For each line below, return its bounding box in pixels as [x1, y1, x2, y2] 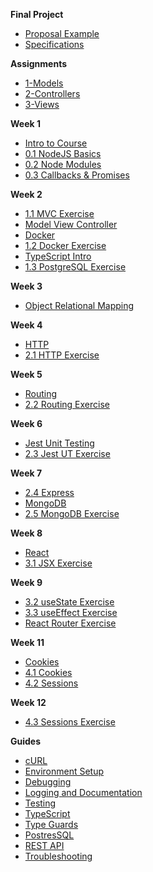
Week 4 [10, 319, 43, 331]
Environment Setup [24, 765, 105, 777]
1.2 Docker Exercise [24, 240, 107, 251]
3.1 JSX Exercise [24, 557, 93, 569]
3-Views [24, 99, 60, 110]
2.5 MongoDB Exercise [24, 508, 120, 519]
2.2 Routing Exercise [24, 399, 110, 410]
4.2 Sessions [24, 677, 79, 689]
